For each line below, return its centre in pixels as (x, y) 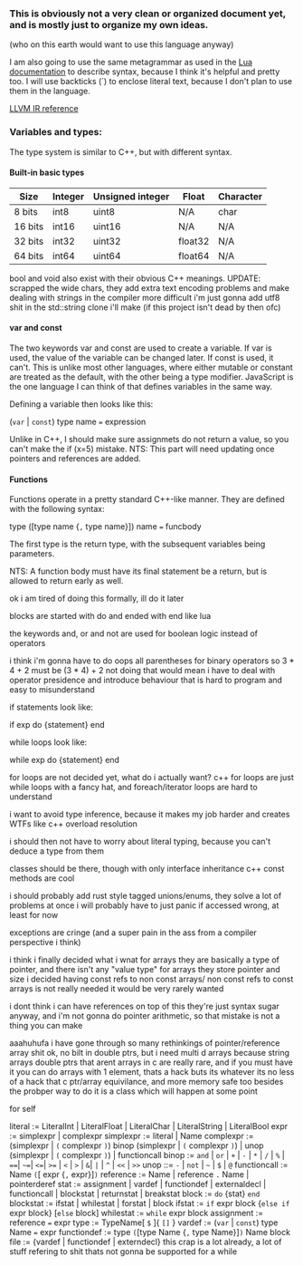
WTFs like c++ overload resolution (74, 824)
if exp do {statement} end (57, 725)
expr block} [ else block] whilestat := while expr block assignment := (137, 1213)
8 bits (26, 211)
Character (241, 196)
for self (23, 1109)
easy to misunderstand (52, 690)
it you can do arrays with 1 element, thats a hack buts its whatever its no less (152, 1072)
